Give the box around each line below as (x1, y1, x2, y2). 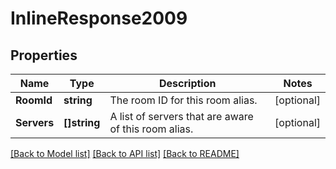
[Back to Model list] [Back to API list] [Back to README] (10, 148, 240, 159)
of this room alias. (109, 122, 194, 136)
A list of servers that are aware (109, 110, 254, 123)
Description (159, 77, 217, 90)
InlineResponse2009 (10, 7, 188, 30)
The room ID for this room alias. (109, 93, 258, 107)
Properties (10, 47, 78, 64)
